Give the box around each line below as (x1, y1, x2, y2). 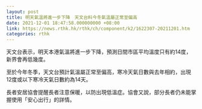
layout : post (6, 8, 39, 15)
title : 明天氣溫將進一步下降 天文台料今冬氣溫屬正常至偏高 (6, 14, 137, 20)
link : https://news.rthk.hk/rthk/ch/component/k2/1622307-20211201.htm (6, 25, 190, 32)
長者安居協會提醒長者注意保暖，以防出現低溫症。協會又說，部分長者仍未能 (6, 89, 191, 96)
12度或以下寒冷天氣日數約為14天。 (6, 76, 92, 83)
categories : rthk (6, 31, 50, 37)
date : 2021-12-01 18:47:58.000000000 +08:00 (6, 20, 120, 26)
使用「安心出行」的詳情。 (11, 96, 75, 104)
